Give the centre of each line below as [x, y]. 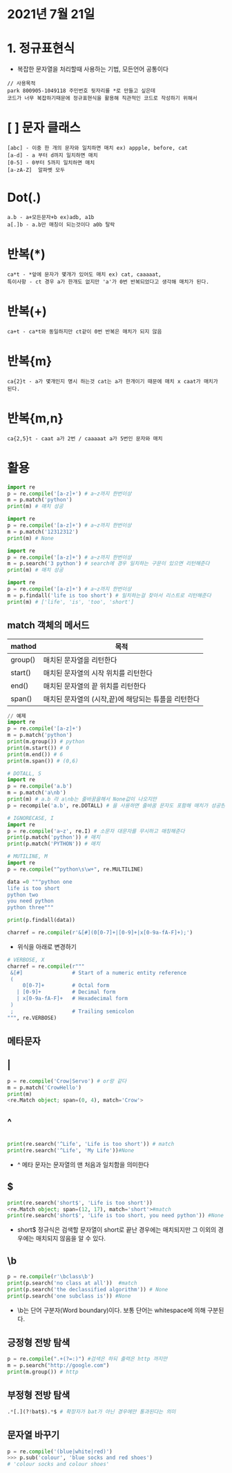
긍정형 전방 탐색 [39, 1343]
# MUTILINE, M [28, 857]
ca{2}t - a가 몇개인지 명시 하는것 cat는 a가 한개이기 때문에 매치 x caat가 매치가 [113, 381]
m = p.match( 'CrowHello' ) [44, 1088]
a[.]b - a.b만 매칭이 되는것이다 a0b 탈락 [61, 225]
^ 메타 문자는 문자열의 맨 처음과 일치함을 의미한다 [83, 1165]
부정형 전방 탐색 [39, 1395]
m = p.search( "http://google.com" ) [58, 1366]
